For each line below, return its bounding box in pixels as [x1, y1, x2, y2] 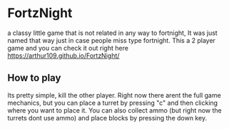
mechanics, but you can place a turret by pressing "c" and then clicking [7, 98, 218, 107]
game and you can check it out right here [7, 43, 128, 52]
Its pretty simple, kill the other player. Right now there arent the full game [7, 91, 221, 99]
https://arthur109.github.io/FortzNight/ [7, 51, 120, 60]
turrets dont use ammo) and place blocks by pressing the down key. [7, 113, 208, 122]
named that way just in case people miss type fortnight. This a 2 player [7, 36, 216, 44]
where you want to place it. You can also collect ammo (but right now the [7, 105, 223, 115]
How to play [7, 72, 61, 84]
